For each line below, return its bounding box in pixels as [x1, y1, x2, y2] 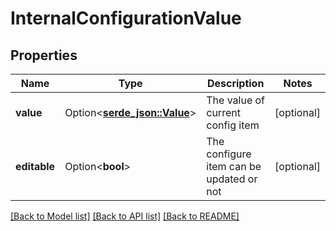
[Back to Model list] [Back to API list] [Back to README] [10, 210, 240, 222]
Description [206, 77, 265, 90]
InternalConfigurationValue [10, 7, 242, 30]
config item [206, 118, 260, 132]
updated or [206, 172, 258, 186]
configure [206, 147, 252, 161]
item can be [206, 160, 262, 173]
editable [15, 160, 56, 173]
